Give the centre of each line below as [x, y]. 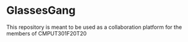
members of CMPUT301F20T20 [47, 33]
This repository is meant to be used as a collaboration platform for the [94, 27]
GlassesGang [41, 10]
